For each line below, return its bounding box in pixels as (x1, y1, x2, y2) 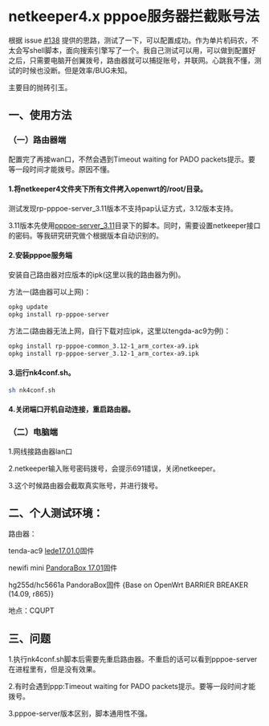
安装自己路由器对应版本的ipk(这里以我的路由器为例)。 (8, 270, 185, 279)
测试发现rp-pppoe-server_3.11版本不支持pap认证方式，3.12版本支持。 (8, 203, 238, 213)
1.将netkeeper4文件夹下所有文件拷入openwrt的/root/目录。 (8, 184, 207, 194)
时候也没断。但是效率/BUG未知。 (22, 65, 132, 75)
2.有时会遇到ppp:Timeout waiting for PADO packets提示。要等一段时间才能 (8, 682, 255, 691)
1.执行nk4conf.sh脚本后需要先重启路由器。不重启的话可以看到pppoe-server (8, 655, 258, 664)
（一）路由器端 (8, 134, 67, 145)
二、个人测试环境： (8, 506, 104, 520)
